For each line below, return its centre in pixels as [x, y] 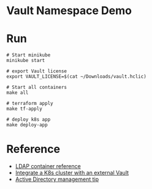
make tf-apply [25, 109]
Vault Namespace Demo [69, 11]
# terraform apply [30, 104]
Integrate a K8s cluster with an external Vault [72, 173]
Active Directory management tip [57, 179]
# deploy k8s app [28, 120]
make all [17, 93]
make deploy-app [27, 125]
